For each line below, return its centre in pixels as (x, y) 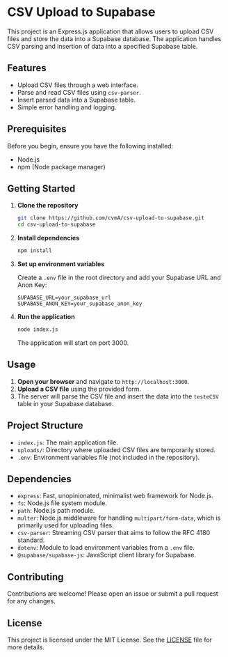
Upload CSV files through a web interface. (78, 85)
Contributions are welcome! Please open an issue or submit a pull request (113, 594)
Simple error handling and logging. (67, 107)
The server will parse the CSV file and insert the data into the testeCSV (118, 396)
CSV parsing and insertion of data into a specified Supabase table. (103, 46)
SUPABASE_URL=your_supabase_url (64, 297)
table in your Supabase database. (65, 403)
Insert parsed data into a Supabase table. (76, 100)
